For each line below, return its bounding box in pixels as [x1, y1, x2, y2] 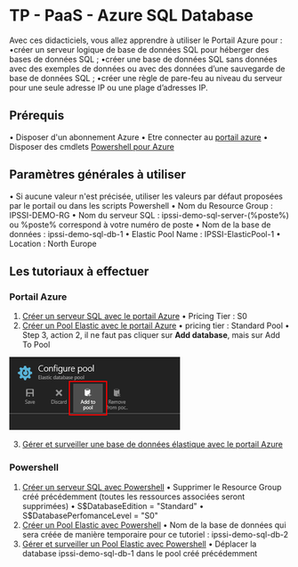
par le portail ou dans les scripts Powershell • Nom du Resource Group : [9, 200, 273, 210]
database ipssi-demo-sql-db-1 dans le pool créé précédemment [21, 547, 258, 558]
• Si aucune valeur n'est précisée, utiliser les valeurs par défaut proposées [9, 191, 283, 201]
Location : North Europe [9, 238, 97, 249]
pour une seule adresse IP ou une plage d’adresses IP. [9, 82, 208, 93]
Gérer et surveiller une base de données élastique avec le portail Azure [21, 439, 283, 450]
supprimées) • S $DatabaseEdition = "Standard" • [21, 500, 205, 511]
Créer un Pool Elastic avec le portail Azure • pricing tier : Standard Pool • [21, 320, 290, 331]
